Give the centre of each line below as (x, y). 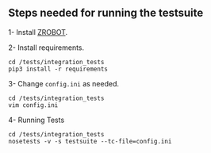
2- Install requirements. (46, 48)
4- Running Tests (36, 120)
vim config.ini (33, 105)
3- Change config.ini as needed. (64, 83)
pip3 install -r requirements (58, 69)
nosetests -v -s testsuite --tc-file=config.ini (90, 141)
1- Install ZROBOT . (38, 32)
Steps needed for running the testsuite (106, 13)
